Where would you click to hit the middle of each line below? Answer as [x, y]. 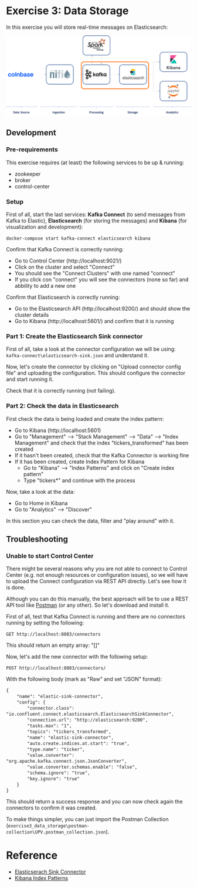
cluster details [32, 315]
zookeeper [28, 174]
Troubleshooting [37, 539]
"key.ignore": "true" [54, 779]
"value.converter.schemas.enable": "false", [82, 767]
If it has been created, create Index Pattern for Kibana [79, 461]
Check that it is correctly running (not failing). [61, 391]
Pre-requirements [32, 150]
